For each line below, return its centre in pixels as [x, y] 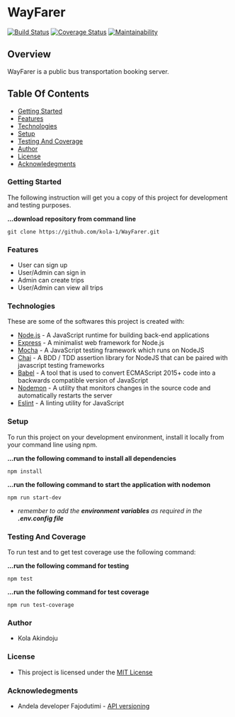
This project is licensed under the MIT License [85, 672]
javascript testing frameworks [61, 366]
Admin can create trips [51, 280]
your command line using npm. [52, 444]
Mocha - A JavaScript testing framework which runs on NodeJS [111, 350]
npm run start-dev [34, 498]
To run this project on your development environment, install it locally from [116, 437]
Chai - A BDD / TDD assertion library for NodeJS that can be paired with [123, 358]
